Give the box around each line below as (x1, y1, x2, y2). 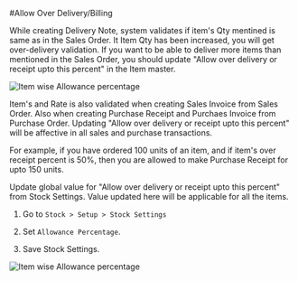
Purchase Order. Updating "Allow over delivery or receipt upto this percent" (9, 117, 290, 128)
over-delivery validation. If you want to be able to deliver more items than (9, 44, 282, 55)
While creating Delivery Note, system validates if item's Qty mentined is (9, 25, 275, 35)
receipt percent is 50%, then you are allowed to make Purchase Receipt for (9, 155, 289, 165)
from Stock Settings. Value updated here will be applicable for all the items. (9, 192, 289, 201)
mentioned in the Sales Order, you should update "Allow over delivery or (9, 54, 278, 64)
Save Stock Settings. (22, 244, 100, 254)
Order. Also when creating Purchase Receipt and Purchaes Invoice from (9, 108, 276, 118)
